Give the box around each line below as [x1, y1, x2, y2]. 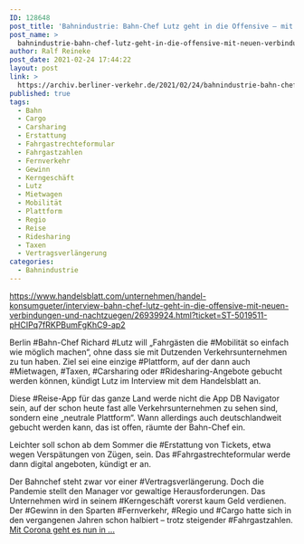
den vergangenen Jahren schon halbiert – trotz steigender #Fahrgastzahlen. [9, 514, 293, 525]
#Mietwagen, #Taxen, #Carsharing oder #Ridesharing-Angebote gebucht [9, 366, 283, 377]
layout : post [9, 64, 59, 73]
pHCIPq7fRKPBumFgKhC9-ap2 [9, 319, 126, 330]
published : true [9, 89, 71, 98]
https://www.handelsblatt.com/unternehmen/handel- [9, 291, 206, 301]
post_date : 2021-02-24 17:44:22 [9, 55, 131, 64]
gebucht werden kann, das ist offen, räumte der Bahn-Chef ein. [9, 422, 246, 433]
